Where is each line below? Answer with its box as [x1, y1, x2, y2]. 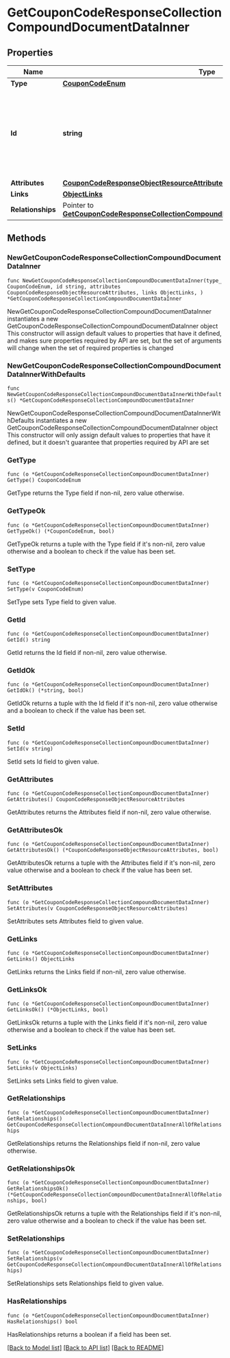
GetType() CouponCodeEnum [7, 477, 81, 484]
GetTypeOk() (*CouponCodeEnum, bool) [7, 527, 115, 535]
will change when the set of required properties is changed [7, 343, 174, 352]
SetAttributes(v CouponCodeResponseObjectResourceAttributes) [7, 905, 188, 912]
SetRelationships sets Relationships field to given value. [7, 1279, 164, 1288]
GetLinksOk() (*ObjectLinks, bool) [7, 1006, 109, 1013]
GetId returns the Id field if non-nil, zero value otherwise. [7, 649, 168, 657]
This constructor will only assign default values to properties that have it [7, 430, 211, 439]
